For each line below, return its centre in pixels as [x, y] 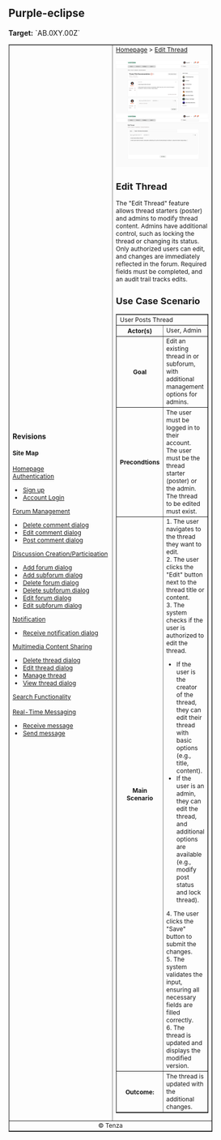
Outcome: [140, 1092]
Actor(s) [140, 330]
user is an [191, 786]
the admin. [181, 489]
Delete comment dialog [56, 525]
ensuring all [183, 990]
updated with [185, 1084]
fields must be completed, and [159, 272]
